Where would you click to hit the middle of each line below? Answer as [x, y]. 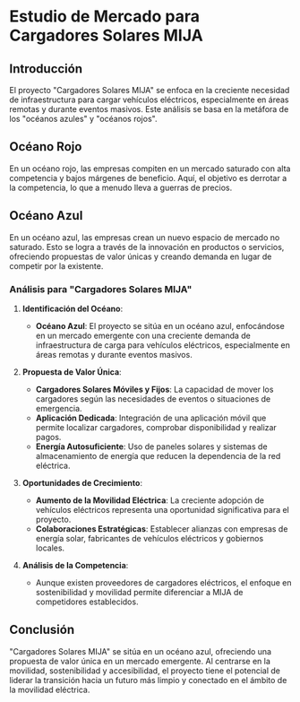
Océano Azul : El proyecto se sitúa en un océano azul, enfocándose [160, 325]
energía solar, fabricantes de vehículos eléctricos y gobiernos [150, 538]
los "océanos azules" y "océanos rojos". [83, 119]
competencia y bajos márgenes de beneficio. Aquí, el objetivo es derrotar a [148, 178]
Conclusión [42, 630]
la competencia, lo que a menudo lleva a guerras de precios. [121, 187]
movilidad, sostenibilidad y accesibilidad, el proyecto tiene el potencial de [145, 671]
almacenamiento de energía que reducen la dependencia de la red [158, 455]
